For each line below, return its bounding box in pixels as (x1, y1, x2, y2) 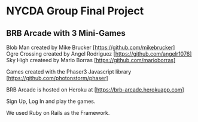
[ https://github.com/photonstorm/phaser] (6, 75, 109, 81)
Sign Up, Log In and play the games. (6, 97, 96, 105)
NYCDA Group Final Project (6, 4, 144, 18)
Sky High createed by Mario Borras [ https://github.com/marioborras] (6, 57, 176, 63)
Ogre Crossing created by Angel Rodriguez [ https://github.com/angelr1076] (6, 50, 192, 57)
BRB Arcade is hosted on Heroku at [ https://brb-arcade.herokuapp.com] (6, 86, 184, 93)
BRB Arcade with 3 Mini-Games (6, 28, 126, 38)
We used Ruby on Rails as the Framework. (6, 109, 110, 116)
